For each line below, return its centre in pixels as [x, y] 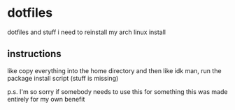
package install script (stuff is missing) [63, 78]
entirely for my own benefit [46, 99]
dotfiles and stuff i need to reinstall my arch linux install [87, 32]
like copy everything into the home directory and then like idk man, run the [114, 70]
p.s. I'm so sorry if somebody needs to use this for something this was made [117, 91]
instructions [34, 54]
